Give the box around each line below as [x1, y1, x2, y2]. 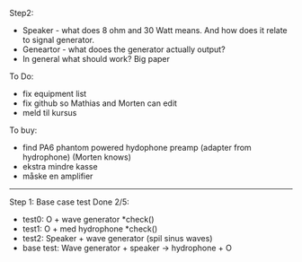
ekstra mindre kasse [22, 162, 98, 171]
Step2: [9, 8, 34, 18]
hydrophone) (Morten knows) [22, 152, 132, 162]
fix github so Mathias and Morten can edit [22, 98, 178, 109]
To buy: [9, 125, 38, 135]
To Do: [9, 71, 34, 82]
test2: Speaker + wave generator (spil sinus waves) [22, 233, 213, 243]
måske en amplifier [22, 170, 93, 181]
